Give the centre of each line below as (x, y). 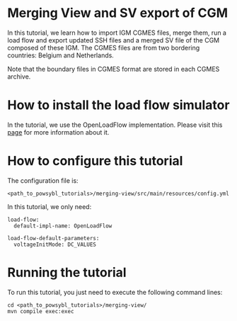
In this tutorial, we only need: (50, 206)
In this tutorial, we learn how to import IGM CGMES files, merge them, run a (117, 33)
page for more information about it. (58, 132)
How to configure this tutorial (95, 161)
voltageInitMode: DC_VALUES (55, 244)
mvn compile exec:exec (41, 311)
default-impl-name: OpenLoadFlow (63, 226)
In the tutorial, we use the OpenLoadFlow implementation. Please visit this (115, 125)
